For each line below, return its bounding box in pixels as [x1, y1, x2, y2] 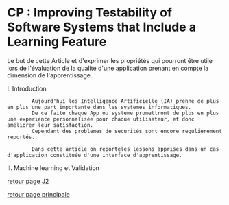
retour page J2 [7, 177, 49, 185]
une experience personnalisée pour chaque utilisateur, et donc [7, 115, 195, 123]
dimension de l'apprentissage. [7, 71, 93, 80]
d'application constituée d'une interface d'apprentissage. [7, 152, 183, 158]
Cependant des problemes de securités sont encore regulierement [32, 128, 223, 134]
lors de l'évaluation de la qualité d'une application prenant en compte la [7, 64, 209, 72]
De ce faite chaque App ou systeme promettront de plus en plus [32, 110, 219, 117]
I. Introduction [7, 84, 47, 93]
